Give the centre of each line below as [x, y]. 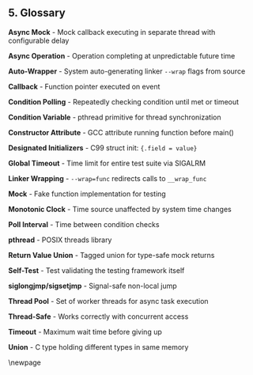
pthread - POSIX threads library [60, 240]
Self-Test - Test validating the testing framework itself [96, 270]
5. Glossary [37, 13]
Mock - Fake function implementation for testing [87, 194]
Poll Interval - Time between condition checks [84, 224]
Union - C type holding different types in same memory [98, 347]
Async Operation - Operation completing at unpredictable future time [122, 55]
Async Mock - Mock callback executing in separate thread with [112, 32]
